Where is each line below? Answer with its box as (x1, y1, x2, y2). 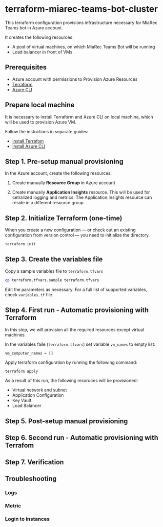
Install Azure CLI (12, 143, 45, 149)
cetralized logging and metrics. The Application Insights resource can (12, 194, 152, 200)
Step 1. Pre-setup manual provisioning (5, 157, 123, 166)
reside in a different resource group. (12, 200, 85, 206)
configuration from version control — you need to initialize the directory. (5, 232, 150, 238)
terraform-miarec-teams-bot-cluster (5, 3, 158, 15)
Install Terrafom (12, 138, 44, 144)
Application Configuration (12, 392, 64, 398)
